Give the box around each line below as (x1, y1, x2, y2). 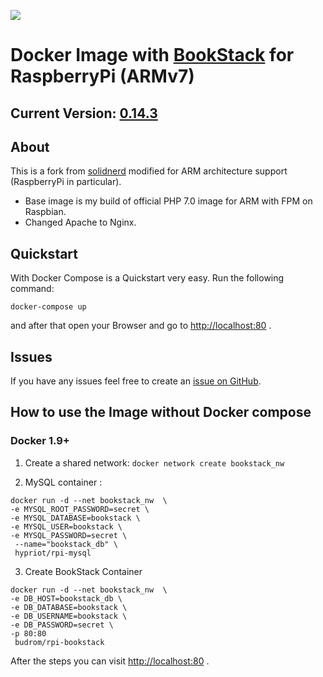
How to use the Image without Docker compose (10, 404, 312, 421)
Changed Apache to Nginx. (24, 216, 137, 229)
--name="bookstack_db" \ (14, 539, 118, 549)
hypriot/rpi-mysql (14, 548, 92, 558)
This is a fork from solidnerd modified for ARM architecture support (10, 165, 288, 177)
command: (10, 283, 55, 295)
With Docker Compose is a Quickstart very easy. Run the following (10, 272, 285, 284)
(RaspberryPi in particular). (10, 176, 122, 188)
